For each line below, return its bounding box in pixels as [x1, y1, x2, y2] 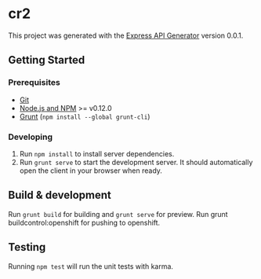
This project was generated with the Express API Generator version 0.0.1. [8, 31, 244, 40]
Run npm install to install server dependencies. [19, 149, 175, 158]
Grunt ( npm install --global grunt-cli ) [19, 112, 150, 121]
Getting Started [8, 53, 85, 67]
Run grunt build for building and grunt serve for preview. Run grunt [8, 209, 229, 218]
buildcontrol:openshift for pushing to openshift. [8, 218, 161, 227]
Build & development [8, 189, 111, 202]
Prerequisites [8, 77, 60, 88]
